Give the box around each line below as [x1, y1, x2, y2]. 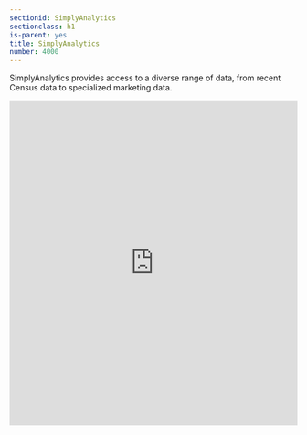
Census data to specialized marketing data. [9, 82, 173, 93]
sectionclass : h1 [9, 22, 76, 31]
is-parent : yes [9, 30, 68, 39]
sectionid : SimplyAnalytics [9, 13, 117, 23]
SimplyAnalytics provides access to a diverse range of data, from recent [9, 72, 281, 83]
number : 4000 [9, 48, 59, 57]
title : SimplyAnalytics [9, 38, 101, 48]
